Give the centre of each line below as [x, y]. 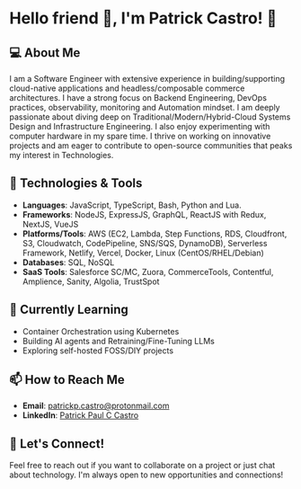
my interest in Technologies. [62, 155]
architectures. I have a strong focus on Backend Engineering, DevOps [138, 98]
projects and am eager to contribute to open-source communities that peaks [151, 146]
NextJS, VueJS [50, 224]
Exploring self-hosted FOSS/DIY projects [97, 351]
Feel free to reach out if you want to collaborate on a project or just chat [142, 466]
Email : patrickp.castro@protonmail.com [96, 406]
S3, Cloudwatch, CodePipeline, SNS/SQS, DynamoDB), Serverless [145, 243]
